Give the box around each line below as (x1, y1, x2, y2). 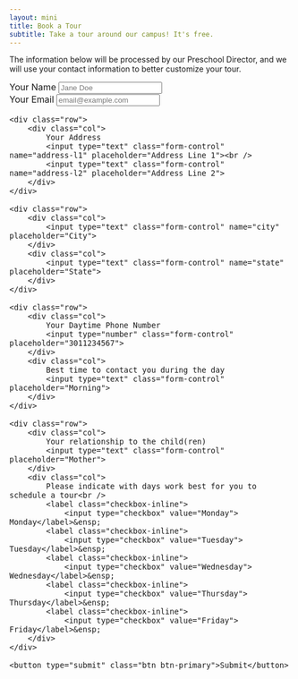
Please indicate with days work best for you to (46, 481, 257, 492)
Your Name (9, 81, 56, 94)
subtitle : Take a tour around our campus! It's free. (9, 30, 215, 38)
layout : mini (9, 13, 58, 22)
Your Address (46, 132, 101, 143)
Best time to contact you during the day (46, 365, 226, 376)
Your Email (9, 93, 55, 106)
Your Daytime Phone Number (46, 320, 161, 331)
